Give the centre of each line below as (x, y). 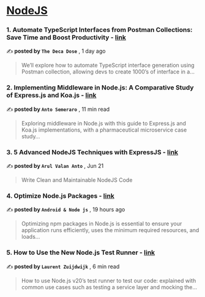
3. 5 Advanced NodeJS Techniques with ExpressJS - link (92, 152)
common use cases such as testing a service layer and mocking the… (109, 287)
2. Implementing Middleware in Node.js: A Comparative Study (100, 88)
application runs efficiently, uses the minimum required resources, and (110, 230)
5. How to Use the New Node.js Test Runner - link (81, 253)
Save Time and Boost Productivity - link (66, 37)
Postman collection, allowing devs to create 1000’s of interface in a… (108, 72)
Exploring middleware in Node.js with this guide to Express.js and (104, 123)
